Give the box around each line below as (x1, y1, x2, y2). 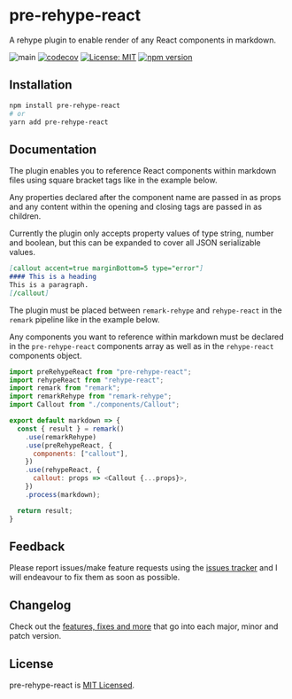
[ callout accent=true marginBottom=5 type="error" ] (9, 264, 204, 273)
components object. (9, 350, 82, 361)
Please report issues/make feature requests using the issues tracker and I (9, 563, 278, 573)
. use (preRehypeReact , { (25, 440, 113, 450)
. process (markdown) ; (25, 490, 101, 499)
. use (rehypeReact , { (25, 466, 101, 475)
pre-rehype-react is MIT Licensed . (9, 680, 135, 690)
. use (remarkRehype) (25, 432, 97, 441)
